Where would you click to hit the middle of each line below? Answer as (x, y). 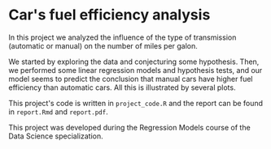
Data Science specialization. (56, 136)
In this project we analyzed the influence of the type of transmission (122, 37)
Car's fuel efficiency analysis (109, 15)
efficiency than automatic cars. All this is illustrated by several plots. (122, 87)
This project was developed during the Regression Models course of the (129, 127)
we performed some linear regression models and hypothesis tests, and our (135, 70)
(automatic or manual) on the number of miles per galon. (103, 45)
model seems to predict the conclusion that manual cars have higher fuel (131, 79)
